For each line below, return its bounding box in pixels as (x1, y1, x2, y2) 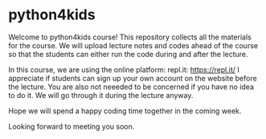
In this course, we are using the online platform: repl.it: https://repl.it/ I (8, 64, 239, 74)
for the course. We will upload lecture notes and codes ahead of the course (8, 40, 259, 50)
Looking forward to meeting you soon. (8, 121, 135, 131)
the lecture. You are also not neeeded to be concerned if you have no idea (8, 82, 255, 92)
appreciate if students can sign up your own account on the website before (8, 73, 257, 83)
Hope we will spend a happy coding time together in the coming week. (8, 106, 242, 116)
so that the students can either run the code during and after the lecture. (8, 49, 248, 59)
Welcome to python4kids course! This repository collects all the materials (8, 32, 252, 42)
